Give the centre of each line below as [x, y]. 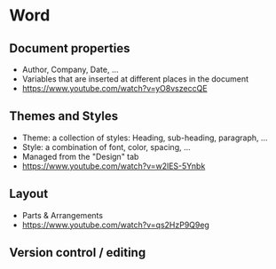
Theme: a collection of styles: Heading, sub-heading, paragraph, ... [145, 138]
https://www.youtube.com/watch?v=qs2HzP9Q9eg [116, 225]
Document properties [70, 48]
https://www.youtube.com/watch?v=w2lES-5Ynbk [114, 166]
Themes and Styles [64, 116]
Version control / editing [78, 253]
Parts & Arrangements [63, 215]
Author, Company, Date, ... [70, 69]
